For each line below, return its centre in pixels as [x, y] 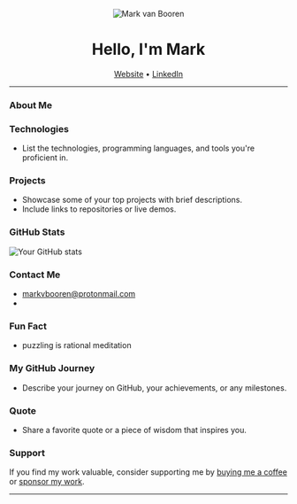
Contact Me [35, 275]
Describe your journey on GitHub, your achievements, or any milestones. [154, 388]
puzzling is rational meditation [76, 345]
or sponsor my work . [47, 482]
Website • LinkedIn [148, 74]
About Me [31, 105]
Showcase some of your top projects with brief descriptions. [132, 200]
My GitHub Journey [52, 368]
